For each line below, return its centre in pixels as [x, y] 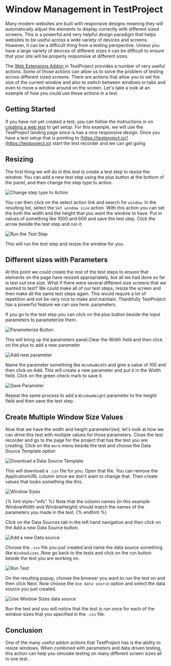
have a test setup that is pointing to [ [44, 138]
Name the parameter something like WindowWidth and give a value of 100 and [86, 365]
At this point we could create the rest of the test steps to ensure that [77, 272]
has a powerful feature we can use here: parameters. [61, 304]
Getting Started [30, 109]
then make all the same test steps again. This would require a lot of [76, 294]
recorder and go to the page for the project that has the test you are [77, 440]
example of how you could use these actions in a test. [62, 93]
